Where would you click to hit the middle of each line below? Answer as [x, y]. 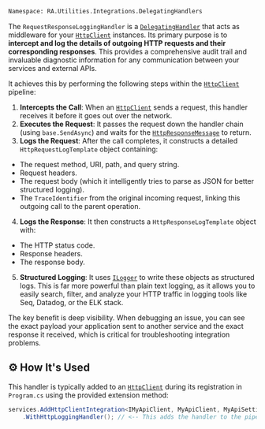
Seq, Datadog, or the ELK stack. [71, 302]
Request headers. [48, 173]
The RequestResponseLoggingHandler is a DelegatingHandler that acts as [124, 26]
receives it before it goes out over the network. [96, 115]
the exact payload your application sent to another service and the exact [126, 326]
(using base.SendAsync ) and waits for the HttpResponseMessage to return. [136, 132]
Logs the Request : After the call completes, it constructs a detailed [129, 140]
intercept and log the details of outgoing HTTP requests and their [117, 43]
